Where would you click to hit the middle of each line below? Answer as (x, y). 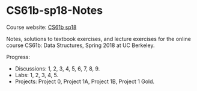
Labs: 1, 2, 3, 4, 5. (37, 75)
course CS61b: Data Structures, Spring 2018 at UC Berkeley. (80, 45)
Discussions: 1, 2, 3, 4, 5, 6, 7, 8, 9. (57, 68)
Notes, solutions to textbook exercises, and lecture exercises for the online (98, 39)
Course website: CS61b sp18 (41, 27)
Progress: (18, 57)
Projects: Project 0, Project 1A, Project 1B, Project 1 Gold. (85, 81)
